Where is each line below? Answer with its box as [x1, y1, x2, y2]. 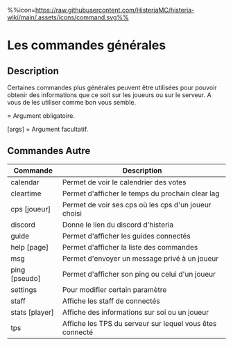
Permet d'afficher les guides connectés [62, 231, 191, 241]
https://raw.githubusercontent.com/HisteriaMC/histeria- [35, 6, 195, 14]
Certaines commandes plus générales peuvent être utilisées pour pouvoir [7, 83, 217, 92]
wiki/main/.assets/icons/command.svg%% [7, 13, 130, 21]
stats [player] [10, 307, 54, 317]
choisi [62, 208, 82, 218]
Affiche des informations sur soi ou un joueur [62, 307, 209, 317]
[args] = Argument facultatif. [7, 125, 89, 133]
